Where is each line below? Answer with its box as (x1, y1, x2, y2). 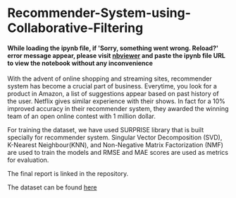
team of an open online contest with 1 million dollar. (7, 112, 156, 121)
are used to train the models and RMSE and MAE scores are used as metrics (7, 148, 229, 157)
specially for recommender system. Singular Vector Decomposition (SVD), (7, 133, 223, 142)
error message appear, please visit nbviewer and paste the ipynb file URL (7, 51, 226, 59)
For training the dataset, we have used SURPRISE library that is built (7, 126, 204, 134)
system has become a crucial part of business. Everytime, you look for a (7, 82, 217, 91)
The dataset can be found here (7, 183, 97, 192)
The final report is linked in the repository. (7, 170, 129, 178)
